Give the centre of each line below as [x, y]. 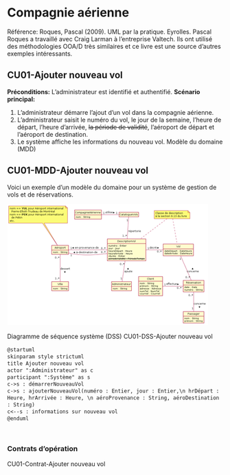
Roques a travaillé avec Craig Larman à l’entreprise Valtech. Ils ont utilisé [110, 38]
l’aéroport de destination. [53, 134]
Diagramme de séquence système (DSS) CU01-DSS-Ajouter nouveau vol [110, 336]
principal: [21, 99]
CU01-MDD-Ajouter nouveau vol [78, 171]
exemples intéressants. [40, 54]
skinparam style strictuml [46, 356]
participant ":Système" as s [49, 377]
